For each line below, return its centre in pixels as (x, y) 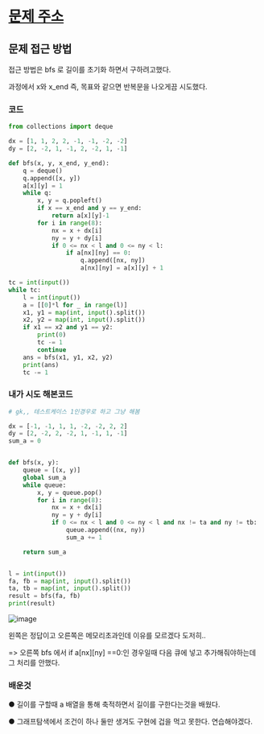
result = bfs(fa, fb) (45, 596)
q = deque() (43, 171)
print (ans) (41, 365)
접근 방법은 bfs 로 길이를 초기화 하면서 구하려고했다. (90, 70)
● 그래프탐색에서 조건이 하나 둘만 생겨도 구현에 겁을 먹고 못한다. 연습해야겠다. (131, 722)
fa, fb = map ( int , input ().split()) (70, 581)
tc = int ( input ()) (39, 282)
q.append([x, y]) (52, 178)
